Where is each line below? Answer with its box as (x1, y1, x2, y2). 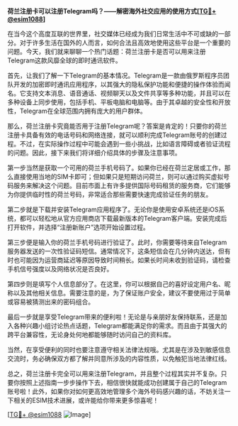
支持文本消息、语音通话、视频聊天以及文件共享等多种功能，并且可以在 (25, 89, 231, 97)
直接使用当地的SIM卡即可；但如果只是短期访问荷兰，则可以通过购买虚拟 (13, 173, 224, 180)
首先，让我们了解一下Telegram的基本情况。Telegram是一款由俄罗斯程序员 (7, 71, 224, 80)
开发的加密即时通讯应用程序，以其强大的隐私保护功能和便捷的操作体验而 (13, 80, 225, 88)
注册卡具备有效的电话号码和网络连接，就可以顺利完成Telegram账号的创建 (7, 131, 221, 139)
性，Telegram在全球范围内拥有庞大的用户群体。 (7, 106, 147, 115)
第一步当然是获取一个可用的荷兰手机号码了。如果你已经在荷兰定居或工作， (7, 163, 225, 172)
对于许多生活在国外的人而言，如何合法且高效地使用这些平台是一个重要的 (19, 38, 231, 47)
